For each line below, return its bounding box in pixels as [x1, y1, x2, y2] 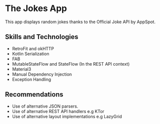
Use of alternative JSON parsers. [12, 103, 79, 109]
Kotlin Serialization [12, 51, 49, 56]
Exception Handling [12, 76, 51, 82]
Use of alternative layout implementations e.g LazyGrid [12, 113, 122, 119]
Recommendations [5, 90, 64, 99]
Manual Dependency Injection [12, 71, 72, 77]
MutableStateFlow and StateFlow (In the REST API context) [12, 61, 130, 67]
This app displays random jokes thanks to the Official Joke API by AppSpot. [5, 19, 156, 25]
